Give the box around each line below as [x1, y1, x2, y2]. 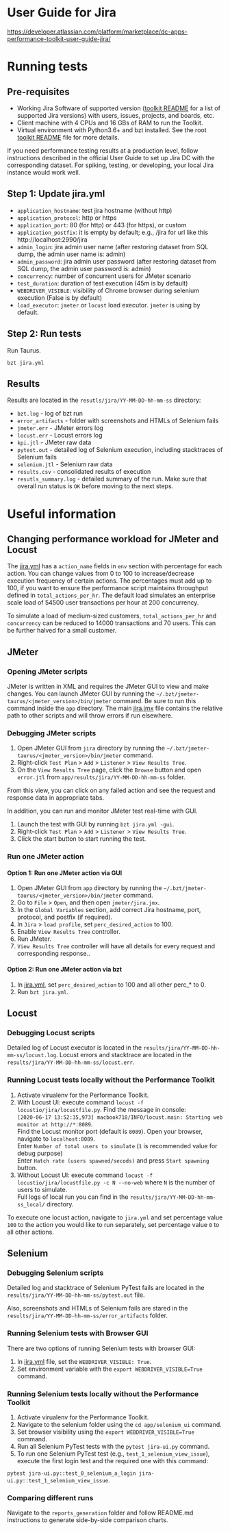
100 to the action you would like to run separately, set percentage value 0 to [7, 1220, 220, 1228]
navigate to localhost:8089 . [16, 1135, 96, 1143]
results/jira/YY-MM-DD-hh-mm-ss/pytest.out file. [7, 1291, 145, 1299]
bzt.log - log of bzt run [16, 409, 84, 418]
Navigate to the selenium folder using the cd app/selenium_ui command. [16, 1420, 222, 1428]
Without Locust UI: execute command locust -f [16, 1171, 153, 1179]
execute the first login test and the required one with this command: [16, 1456, 209, 1465]
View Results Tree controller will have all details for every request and [16, 942, 216, 950]
